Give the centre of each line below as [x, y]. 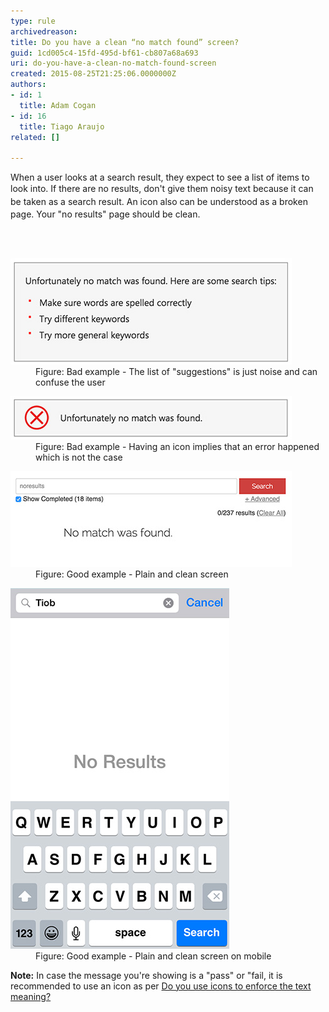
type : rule [33, 21]
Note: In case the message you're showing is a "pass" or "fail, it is [146, 975]
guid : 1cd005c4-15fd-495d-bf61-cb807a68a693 [104, 53]
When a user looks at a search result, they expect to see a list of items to [160, 177]
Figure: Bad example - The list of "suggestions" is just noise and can [176, 371]
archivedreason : [44, 31]
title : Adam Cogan [58, 105]
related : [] [35, 137]
